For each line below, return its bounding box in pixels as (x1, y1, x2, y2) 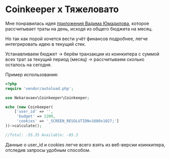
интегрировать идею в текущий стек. (5, 41, 86, 47)
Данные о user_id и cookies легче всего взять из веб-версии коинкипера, (5, 141, 165, 148)
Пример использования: (5, 71, 58, 77)
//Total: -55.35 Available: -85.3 (5, 132, 79, 138)
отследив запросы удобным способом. (5, 147, 90, 153)
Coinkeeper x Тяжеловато (5, 4, 119, 15)
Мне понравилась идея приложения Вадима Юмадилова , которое (5, 20, 150, 26)
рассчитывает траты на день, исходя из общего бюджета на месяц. (5, 25, 153, 31)
